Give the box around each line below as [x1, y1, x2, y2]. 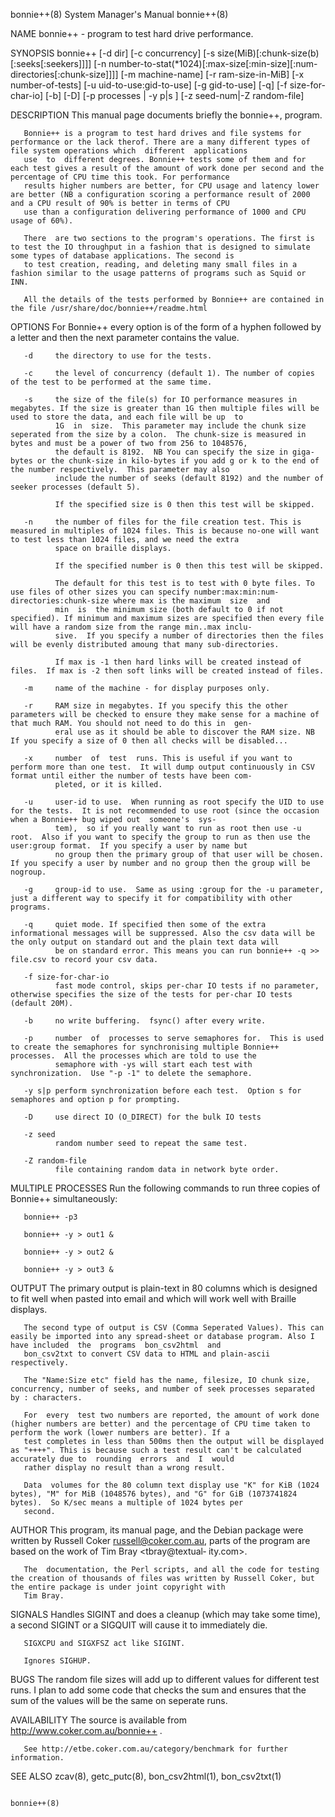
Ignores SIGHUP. [23, 1656, 92, 1666]
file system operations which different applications [10, 146, 248, 156]
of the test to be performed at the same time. [10, 377, 213, 387]
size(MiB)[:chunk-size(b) [217, 47, 320, 59]
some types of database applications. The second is [10, 251, 235, 261]
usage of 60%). [10, 216, 74, 226]
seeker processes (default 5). [10, 482, 141, 492]
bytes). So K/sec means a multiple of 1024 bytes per [10, 1498, 244, 1508]
